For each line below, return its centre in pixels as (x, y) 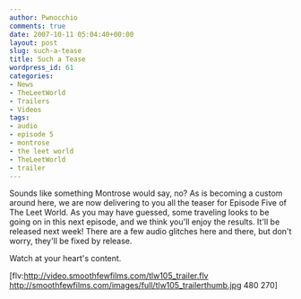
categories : (31, 76)
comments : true (38, 26)
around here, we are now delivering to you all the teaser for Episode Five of (148, 203)
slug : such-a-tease (46, 51)
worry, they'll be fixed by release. (71, 241)
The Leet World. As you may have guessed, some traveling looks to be (139, 213)
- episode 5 (31, 135)
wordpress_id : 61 (42, 68)
